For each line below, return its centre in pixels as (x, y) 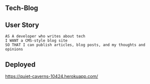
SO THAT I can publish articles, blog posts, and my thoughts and (75, 45)
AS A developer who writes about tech (45, 37)
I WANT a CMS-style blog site (37, 41)
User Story (22, 25)
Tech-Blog (22, 8)
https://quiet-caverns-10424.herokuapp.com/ (52, 77)
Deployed (20, 64)
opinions (14, 49)
